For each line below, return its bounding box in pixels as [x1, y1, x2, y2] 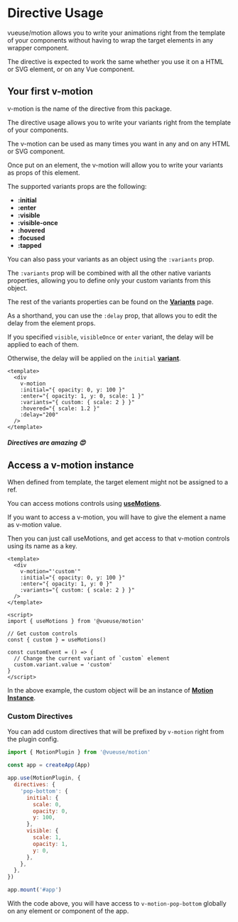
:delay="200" [20, 411, 59, 418]
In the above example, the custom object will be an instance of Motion [7, 686, 214, 695]
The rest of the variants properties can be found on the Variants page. [7, 297, 215, 306]
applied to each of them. [7, 340, 80, 349]
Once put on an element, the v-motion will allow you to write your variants [7, 161, 224, 169]
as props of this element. [7, 168, 80, 177]
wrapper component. [7, 43, 70, 52]
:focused [17, 233, 45, 242]
